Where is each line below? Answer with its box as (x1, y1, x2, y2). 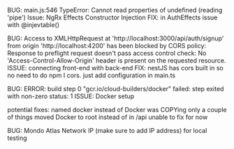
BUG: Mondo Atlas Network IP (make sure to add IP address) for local (7, 127, 207, 134)
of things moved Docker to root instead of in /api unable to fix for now (7, 113, 208, 121)
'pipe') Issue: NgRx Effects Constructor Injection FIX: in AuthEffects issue (7, 13, 218, 22)
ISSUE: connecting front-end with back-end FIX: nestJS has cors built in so (7, 64, 224, 72)
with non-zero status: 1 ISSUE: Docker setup (7, 92, 135, 100)
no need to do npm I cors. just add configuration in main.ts (7, 71, 176, 79)
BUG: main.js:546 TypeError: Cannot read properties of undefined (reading (7, 6, 223, 14)
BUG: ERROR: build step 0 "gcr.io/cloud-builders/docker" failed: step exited (7, 85, 224, 93)
